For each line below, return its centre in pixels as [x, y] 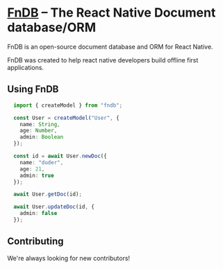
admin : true [37, 175]
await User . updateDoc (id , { [54, 207]
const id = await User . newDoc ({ [60, 156]
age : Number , [39, 131]
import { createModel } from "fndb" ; [68, 105]
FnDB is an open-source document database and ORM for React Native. [110, 46]
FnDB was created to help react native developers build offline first [103, 60]
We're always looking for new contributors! [69, 258]
